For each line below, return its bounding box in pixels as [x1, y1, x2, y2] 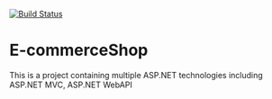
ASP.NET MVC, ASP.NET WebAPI [9, 79, 132, 90]
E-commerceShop [9, 40, 149, 60]
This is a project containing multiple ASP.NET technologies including [9, 69, 263, 80]
